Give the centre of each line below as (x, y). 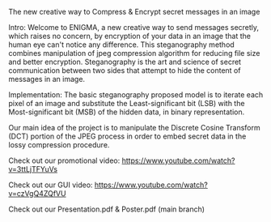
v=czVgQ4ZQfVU (37, 193)
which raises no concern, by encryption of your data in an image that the (129, 36)
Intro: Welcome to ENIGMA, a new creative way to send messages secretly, (134, 27)
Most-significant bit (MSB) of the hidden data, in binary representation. (127, 112)
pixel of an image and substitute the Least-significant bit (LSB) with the (127, 103)
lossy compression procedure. (59, 145)
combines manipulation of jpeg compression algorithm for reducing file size (134, 53)
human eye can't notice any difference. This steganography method (121, 45)
